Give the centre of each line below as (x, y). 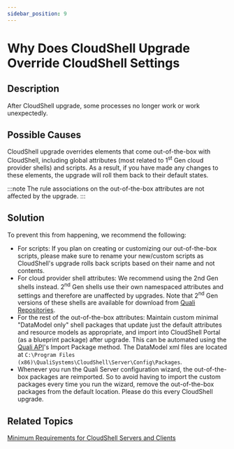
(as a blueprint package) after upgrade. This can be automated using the (122, 340)
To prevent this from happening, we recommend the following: (97, 235)
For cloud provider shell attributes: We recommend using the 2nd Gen (118, 278)
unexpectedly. (28, 113)
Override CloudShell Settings (94, 63)
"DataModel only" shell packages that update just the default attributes (119, 325)
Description (33, 89)
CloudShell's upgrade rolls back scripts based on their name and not (116, 263)
